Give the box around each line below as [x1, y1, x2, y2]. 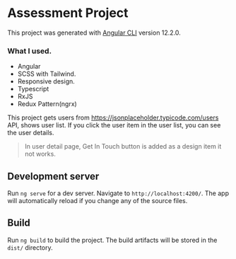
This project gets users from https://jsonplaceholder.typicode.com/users [7, 113, 219, 122]
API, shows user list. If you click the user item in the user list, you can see [7, 121, 221, 129]
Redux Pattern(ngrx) [17, 100, 78, 108]
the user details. [7, 129, 54, 137]
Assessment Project [7, 5, 129, 21]
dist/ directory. [7, 243, 53, 252]
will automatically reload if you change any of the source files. [7, 197, 188, 205]
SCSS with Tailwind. [17, 69, 76, 79]
